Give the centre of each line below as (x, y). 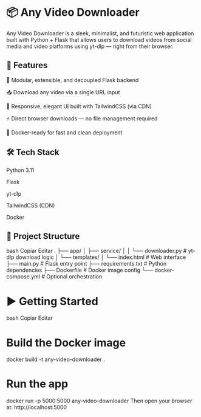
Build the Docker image (66, 343)
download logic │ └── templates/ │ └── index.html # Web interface (101, 257)
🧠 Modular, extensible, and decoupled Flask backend (73, 80)
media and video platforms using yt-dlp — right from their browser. (90, 46)
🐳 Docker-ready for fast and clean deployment (64, 133)
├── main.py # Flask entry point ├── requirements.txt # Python (87, 264)
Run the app (37, 384)
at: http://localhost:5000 (37, 407)
